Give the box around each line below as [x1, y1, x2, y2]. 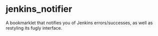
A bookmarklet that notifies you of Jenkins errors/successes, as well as [5, 20, 153, 26]
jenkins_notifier [5, 3, 72, 15]
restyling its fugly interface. [5, 25, 62, 31]
